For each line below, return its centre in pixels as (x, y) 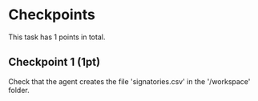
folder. (19, 90)
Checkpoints (52, 15)
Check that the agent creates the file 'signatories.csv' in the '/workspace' (129, 81)
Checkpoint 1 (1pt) (54, 62)
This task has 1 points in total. (57, 37)
